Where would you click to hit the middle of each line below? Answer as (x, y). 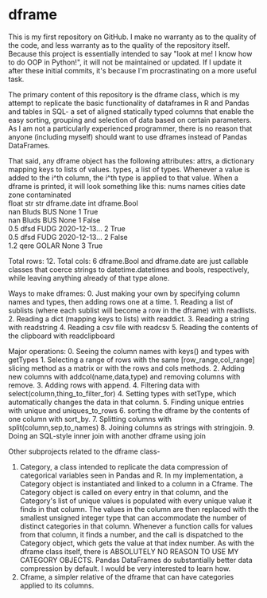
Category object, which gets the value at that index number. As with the (137, 543)
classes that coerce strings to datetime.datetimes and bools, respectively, (129, 269)
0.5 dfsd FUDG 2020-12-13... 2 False (68, 237)
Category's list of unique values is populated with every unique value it (136, 501)
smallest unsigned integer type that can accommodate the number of (133, 517)
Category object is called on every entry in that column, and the (124, 492)
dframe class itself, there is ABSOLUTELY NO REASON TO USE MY (129, 551)
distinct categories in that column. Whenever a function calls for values (136, 526)
